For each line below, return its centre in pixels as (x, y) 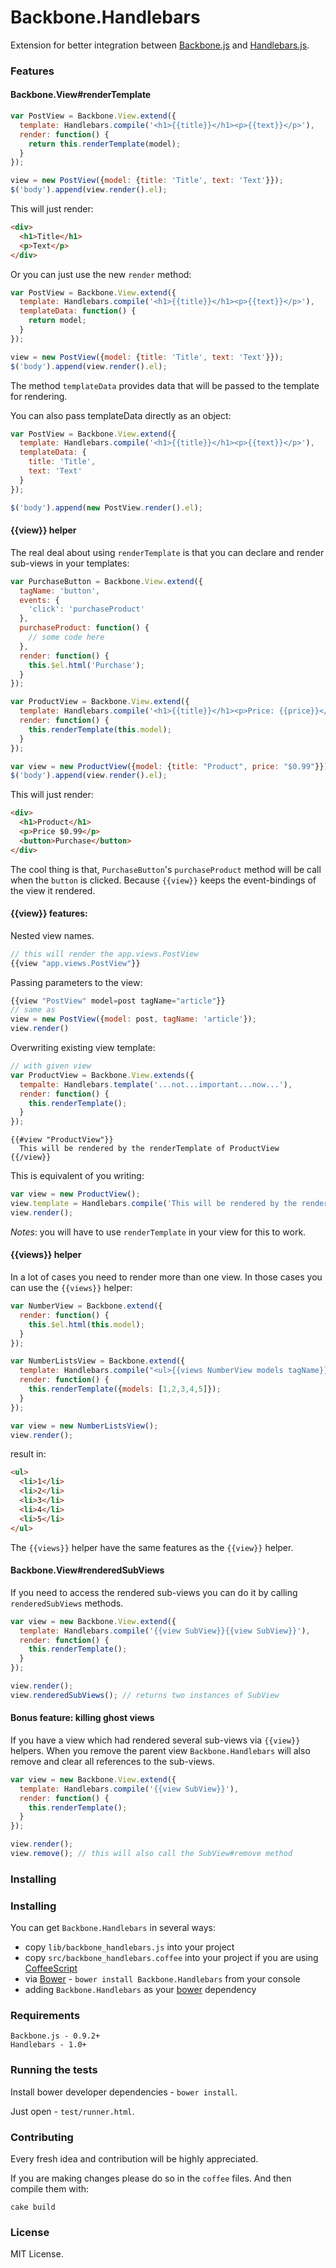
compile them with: (50, 2189)
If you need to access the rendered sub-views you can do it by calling (154, 1592)
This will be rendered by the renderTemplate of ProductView (149, 1149)
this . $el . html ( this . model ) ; (86, 1324)
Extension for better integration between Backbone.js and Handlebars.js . (160, 45)
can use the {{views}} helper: (71, 1288)
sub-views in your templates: (70, 563)
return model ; (57, 321)
